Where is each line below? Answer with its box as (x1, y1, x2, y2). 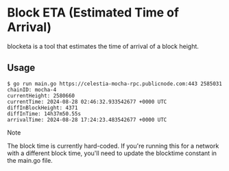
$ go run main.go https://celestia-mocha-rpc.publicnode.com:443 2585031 (7, 80, 223, 87)
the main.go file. (7, 156, 53, 164)
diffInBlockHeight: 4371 (7, 104, 78, 111)
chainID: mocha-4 (7, 86, 57, 93)
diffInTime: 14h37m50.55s (7, 110, 81, 117)
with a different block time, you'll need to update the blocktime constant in (7, 149, 217, 157)
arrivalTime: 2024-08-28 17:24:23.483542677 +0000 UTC (7, 116, 167, 123)
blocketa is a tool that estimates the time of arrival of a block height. (7, 42, 199, 50)
